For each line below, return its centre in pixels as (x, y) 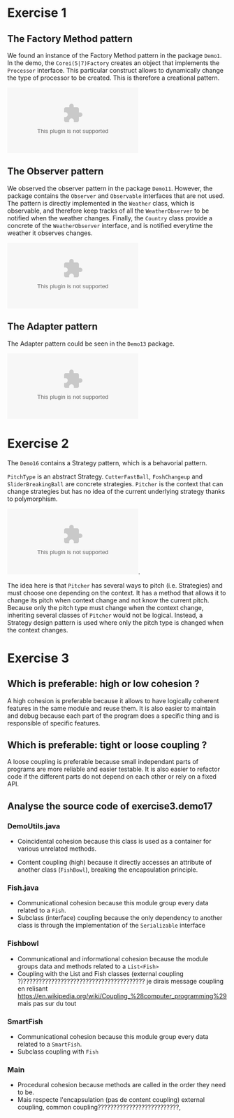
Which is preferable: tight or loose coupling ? (107, 745)
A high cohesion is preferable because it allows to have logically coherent (113, 700)
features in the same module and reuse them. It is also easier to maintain (112, 708)
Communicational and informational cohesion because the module (113, 958)
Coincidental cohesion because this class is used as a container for (114, 842)
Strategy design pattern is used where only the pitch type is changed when (116, 622)
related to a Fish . (42, 910)
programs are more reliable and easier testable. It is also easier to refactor (114, 769)
